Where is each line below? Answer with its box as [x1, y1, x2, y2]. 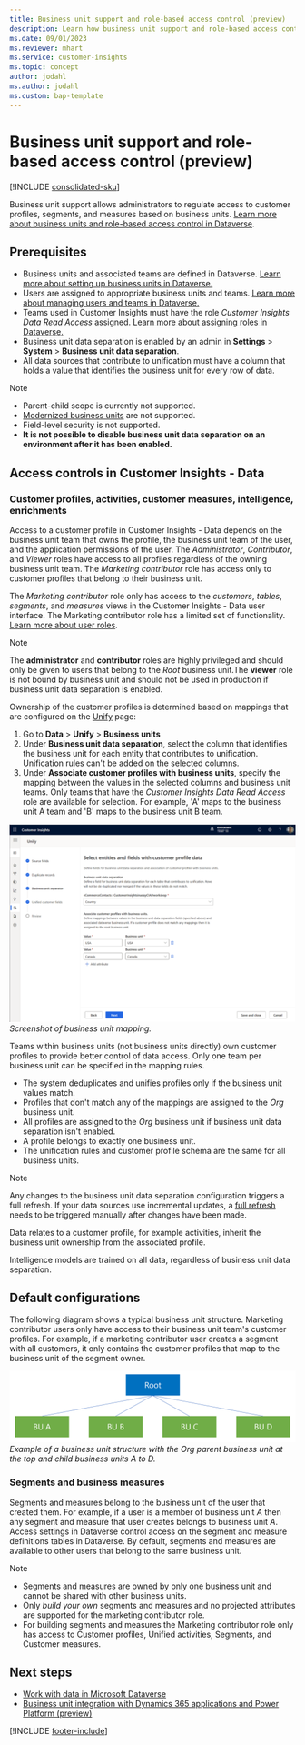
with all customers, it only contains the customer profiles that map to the [9, 1343, 280, 1354]
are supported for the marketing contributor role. [22, 1610, 205, 1620]
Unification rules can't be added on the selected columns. [22, 757, 240, 768]
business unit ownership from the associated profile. [9, 1237, 206, 1248]
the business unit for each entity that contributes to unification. [22, 748, 259, 759]
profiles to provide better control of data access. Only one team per [9, 1050, 262, 1061]
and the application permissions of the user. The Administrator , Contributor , [9, 544, 293, 555]
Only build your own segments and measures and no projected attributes [22, 1600, 296, 1610]
